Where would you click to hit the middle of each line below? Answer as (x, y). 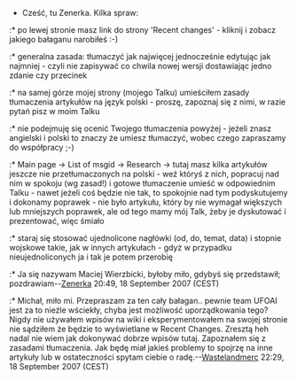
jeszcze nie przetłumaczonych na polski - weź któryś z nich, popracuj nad (144, 174)
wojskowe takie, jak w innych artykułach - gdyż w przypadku (121, 248)
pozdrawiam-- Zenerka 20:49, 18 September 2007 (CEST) (114, 283)
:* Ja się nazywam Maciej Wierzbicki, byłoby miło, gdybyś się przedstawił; (145, 274)
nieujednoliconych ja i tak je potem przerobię (91, 257)
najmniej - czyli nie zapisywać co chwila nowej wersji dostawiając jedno (141, 66)
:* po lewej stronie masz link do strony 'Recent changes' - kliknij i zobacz (143, 30)
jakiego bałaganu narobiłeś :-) (64, 39)
